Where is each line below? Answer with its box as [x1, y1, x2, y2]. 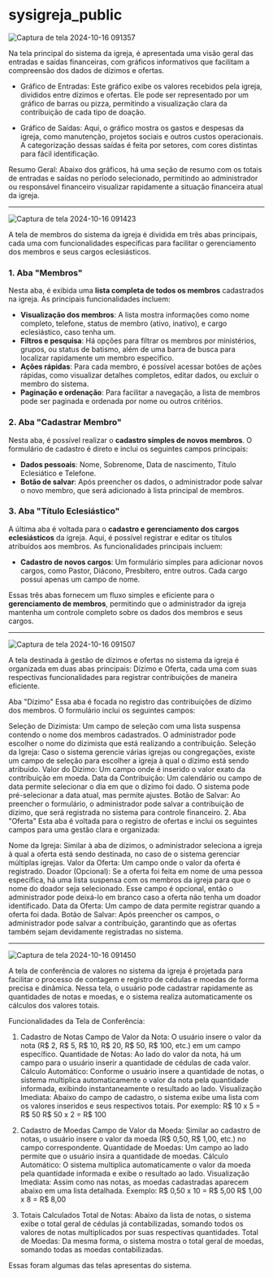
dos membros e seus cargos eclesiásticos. [8, 246, 152, 257]
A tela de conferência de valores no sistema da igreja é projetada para [8, 965, 244, 976]
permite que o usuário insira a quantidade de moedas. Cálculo [19, 1151, 229, 1161]
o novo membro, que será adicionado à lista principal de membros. [19, 485, 245, 495]
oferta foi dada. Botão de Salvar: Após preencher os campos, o [8, 909, 220, 919]
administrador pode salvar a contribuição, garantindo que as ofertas [8, 918, 237, 928]
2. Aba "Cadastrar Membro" [8, 417, 122, 428]
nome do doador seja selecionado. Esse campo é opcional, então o [8, 883, 234, 893]
